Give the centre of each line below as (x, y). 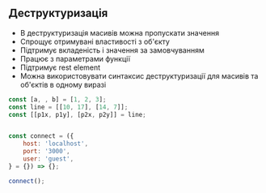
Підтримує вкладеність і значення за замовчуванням (112, 50)
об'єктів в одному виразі (63, 84)
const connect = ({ (41, 136)
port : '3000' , (46, 152)
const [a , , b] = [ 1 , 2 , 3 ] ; (57, 99)
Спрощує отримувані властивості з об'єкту (95, 41)
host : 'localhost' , (56, 144)
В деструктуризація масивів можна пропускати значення (120, 32)
